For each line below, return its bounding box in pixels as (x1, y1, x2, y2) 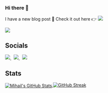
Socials (5, 41, 28, 49)
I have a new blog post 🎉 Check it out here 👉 (5, 16, 97, 22)
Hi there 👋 (5, 4, 29, 11)
